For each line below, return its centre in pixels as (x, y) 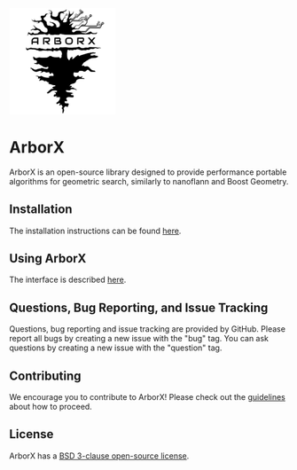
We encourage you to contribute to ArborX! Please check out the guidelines (147, 397)
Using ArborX (48, 258)
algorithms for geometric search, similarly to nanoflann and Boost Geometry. (149, 181)
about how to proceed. (51, 407)
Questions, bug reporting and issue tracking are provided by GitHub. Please (148, 329)
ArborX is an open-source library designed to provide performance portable (148, 172)
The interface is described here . (68, 280)
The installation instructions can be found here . (95, 231)
